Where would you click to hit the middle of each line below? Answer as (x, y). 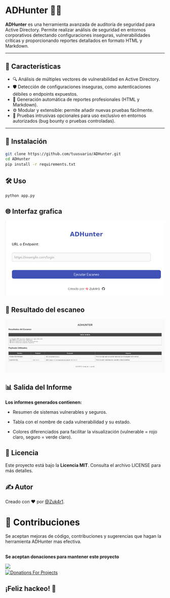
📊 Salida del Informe (39, 388)
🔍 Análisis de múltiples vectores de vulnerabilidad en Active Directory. (86, 79)
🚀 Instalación (26, 142)
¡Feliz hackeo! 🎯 (31, 589)
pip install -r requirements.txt (40, 165)
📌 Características (33, 67)
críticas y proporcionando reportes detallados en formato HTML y (74, 41)
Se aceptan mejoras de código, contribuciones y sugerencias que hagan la (83, 536)
